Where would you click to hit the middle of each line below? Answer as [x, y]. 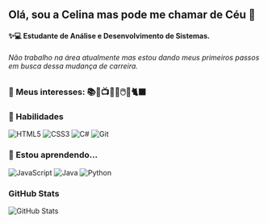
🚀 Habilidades [36, 117]
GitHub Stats [34, 193]
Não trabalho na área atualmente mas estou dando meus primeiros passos [134, 57]
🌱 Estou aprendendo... [53, 155]
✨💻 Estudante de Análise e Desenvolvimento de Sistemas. [109, 35]
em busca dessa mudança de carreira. [73, 66]
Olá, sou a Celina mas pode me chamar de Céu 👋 [132, 15]
